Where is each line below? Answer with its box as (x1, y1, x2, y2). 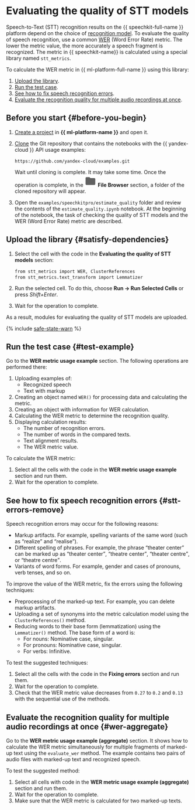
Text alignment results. (23, 437, 78, 444)
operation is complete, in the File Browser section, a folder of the (14, 181, 185, 188)
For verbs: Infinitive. (23, 648, 72, 655)
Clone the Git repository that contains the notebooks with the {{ (14, 139, 168, 147)
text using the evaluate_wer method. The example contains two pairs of (13, 750, 186, 757)
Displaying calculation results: (14, 418, 87, 426)
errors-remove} (6, 505, 64, 515)
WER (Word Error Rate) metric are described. (14, 217, 123, 224)
